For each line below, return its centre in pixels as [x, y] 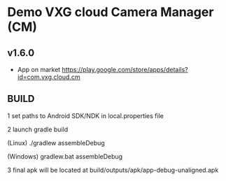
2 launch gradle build [38, 129]
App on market [39, 70]
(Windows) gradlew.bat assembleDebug [65, 156]
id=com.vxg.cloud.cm [49, 77]
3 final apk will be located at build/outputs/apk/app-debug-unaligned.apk [113, 170]
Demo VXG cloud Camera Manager [111, 12]
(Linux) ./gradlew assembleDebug [56, 143]
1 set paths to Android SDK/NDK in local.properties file [86, 115]
